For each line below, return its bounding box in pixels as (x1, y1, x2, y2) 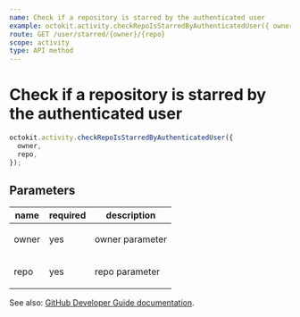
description (105, 209, 156, 221)
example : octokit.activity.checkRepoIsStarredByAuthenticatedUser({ (9, 21, 270, 30)
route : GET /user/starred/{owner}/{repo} (9, 29, 166, 38)
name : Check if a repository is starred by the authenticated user (9, 13, 266, 22)
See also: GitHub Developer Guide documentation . (9, 297, 195, 308)
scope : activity (9, 38, 70, 47)
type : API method (9, 46, 74, 55)
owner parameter (94, 233, 168, 246)
